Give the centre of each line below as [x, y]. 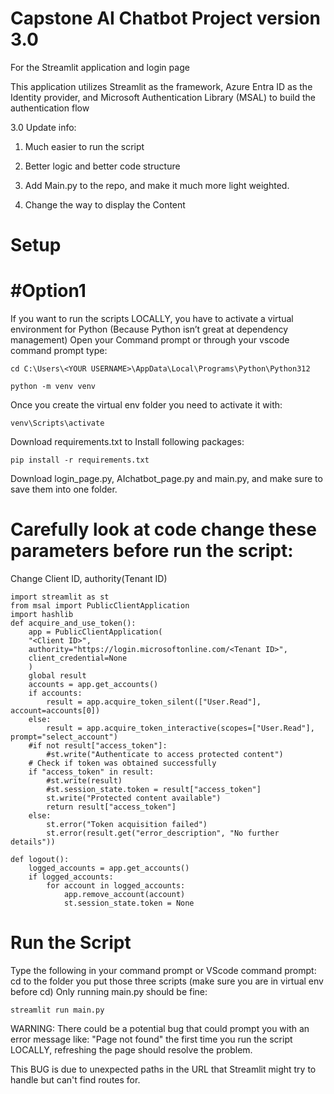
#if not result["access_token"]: [98, 746]
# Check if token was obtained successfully [122, 763]
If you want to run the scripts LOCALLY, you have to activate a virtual [152, 319]
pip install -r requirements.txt [80, 460]
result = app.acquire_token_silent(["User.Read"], [154, 702]
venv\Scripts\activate [57, 423]
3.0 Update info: [43, 127]
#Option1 [48, 291]
